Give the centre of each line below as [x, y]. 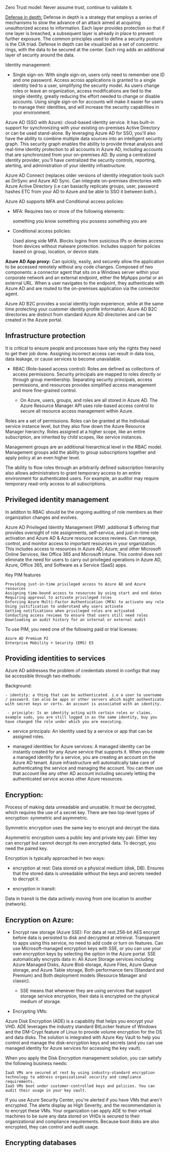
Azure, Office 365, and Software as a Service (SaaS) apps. [66, 565]
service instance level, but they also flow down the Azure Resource [75, 426]
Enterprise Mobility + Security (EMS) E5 [50, 643]
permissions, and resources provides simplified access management [84, 385]
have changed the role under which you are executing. [64, 722]
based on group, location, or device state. [56, 252]
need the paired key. [27, 849]
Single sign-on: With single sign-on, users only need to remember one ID [89, 75]
